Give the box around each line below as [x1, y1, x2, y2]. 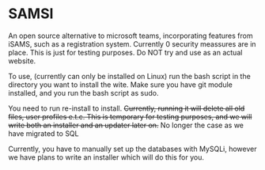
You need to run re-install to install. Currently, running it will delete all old [8, 104, 245, 113]
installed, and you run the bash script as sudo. [8, 88, 159, 97]
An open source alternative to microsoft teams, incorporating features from [8, 31, 253, 40]
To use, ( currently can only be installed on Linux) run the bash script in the [8, 71, 251, 81]
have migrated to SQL [8, 128, 79, 138]
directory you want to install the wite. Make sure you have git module [8, 80, 233, 89]
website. [8, 56, 36, 66]
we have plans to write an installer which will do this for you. [8, 152, 204, 162]
